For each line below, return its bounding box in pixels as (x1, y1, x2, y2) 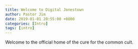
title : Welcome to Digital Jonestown (5, 7, 84, 12)
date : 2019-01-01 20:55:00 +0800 (5, 16, 75, 21)
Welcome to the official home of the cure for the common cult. (5, 39, 133, 45)
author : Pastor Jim (5, 12, 46, 17)
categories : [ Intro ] (5, 21, 48, 26)
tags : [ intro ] (5, 26, 35, 31)
